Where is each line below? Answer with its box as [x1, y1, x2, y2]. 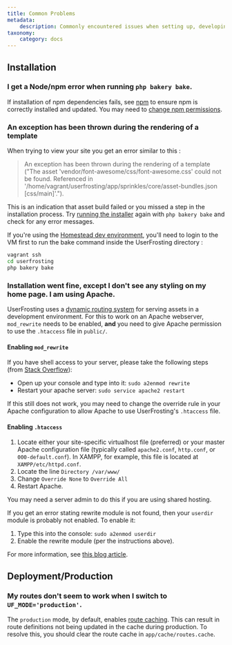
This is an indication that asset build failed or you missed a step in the [7, 203, 205, 211]
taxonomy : [7, 29, 36, 37]
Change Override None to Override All [17, 474, 128, 483]
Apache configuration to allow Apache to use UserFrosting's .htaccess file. [7, 407, 221, 415]
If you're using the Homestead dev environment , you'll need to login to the [7, 231, 219, 239]
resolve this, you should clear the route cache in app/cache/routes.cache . [7, 630, 215, 639]
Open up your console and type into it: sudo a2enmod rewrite [17, 379, 191, 387]
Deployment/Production [7, 570, 113, 582]
